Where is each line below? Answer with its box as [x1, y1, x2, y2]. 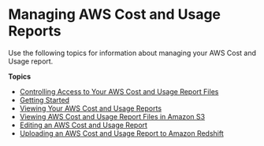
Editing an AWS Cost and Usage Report [19, 120, 148, 130]
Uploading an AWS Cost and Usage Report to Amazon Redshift [19, 128, 225, 138]
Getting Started [19, 95, 69, 104]
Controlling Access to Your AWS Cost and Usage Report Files [19, 86, 219, 96]
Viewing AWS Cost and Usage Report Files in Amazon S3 [19, 111, 206, 121]
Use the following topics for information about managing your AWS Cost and [8, 48, 257, 57]
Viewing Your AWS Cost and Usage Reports [19, 104, 162, 113]
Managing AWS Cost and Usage [8, 5, 221, 24]
